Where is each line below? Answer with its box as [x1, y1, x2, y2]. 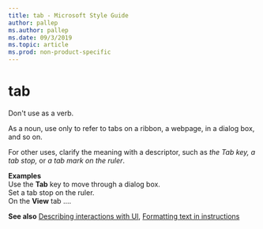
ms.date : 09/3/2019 [8, 33, 73, 42]
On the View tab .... [8, 196, 72, 205]
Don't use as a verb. [8, 108, 74, 118]
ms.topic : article [8, 41, 69, 49]
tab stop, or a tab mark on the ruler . [8, 156, 125, 165]
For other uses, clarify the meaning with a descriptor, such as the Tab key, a [8, 147, 256, 156]
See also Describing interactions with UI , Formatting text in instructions [8, 211, 240, 221]
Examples [8, 171, 42, 180]
